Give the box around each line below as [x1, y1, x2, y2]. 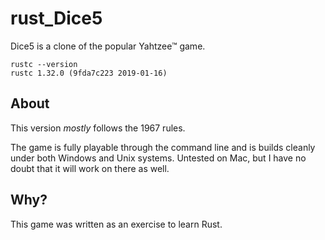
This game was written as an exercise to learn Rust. [10, 218, 223, 230]
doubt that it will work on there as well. [10, 162, 170, 174]
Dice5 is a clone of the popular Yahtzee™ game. [10, 40, 206, 52]
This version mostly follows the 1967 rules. [10, 122, 186, 134]
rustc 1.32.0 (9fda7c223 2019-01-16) [10, 68, 168, 78]
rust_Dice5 [10, 7, 103, 30]
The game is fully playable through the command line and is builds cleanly [10, 141, 316, 153]
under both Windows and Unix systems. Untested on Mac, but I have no [10, 152, 307, 164]
